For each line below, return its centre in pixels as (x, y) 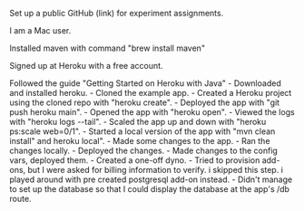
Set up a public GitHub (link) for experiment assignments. (117, 13)
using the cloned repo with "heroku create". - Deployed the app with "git (144, 102)
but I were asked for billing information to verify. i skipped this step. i (156, 170)
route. (20, 199)
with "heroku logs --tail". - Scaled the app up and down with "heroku (138, 122)
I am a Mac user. (40, 30)
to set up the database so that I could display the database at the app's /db (150, 189)
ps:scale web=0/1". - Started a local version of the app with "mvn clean (142, 131)
